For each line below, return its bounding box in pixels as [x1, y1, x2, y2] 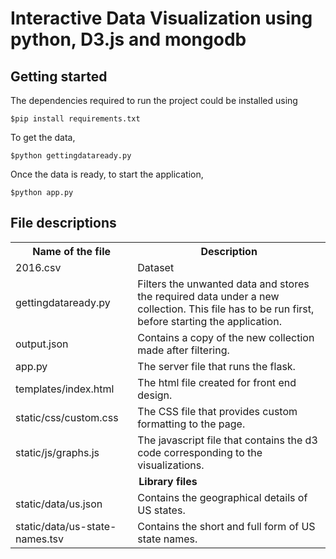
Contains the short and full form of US [137, 519, 316, 533]
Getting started [10, 68, 108, 85]
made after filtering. [137, 343, 230, 357]
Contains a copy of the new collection [137, 330, 315, 344]
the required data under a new [137, 289, 280, 303]
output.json [15, 337, 69, 351]
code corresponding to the [137, 445, 263, 459]
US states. [137, 503, 186, 517]
